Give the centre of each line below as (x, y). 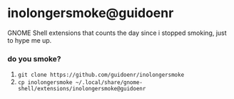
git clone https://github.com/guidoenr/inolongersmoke (101, 75)
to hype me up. (30, 40)
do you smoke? (35, 58)
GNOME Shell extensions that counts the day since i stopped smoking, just (117, 33)
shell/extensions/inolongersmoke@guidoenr (82, 89)
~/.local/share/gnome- (109, 83)
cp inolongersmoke (45, 83)
